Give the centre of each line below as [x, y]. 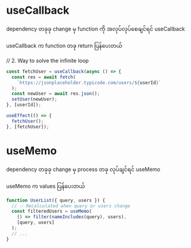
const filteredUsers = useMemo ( [52, 212]
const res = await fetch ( [44, 77]
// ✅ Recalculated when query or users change [71, 206]
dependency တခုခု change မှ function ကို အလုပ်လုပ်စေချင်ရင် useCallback [95, 29]
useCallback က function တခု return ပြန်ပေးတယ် [64, 45]
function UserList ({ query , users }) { [56, 200]
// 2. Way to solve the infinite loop [47, 60]
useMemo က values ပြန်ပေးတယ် [46, 186]
